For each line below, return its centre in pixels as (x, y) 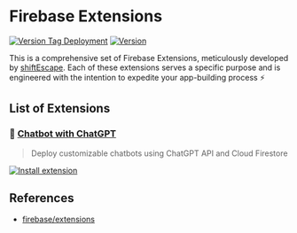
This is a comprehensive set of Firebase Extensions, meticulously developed (149, 58)
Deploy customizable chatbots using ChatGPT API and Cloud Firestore (159, 153)
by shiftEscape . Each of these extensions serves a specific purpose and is (145, 67)
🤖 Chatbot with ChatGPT (63, 134)
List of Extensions (60, 109)
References (42, 198)
